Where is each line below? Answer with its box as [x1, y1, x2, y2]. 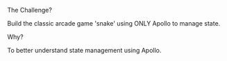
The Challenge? [7, 6, 52, 14]
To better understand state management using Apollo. [7, 46, 162, 54]
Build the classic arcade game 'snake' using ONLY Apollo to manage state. [7, 19, 221, 27]
